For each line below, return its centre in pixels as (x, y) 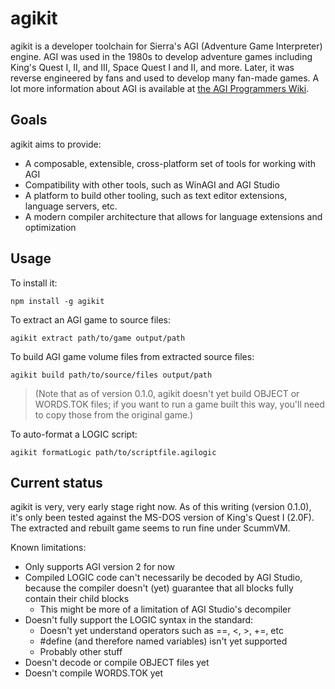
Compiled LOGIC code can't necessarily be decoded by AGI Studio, (163, 578)
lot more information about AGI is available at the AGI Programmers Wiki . (160, 88)
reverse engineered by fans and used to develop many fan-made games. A (165, 78)
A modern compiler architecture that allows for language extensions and (173, 216)
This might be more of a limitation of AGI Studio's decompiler (165, 609)
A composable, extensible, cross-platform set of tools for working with (170, 163)
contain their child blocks (77, 599)
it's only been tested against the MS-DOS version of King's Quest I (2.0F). (162, 518)
